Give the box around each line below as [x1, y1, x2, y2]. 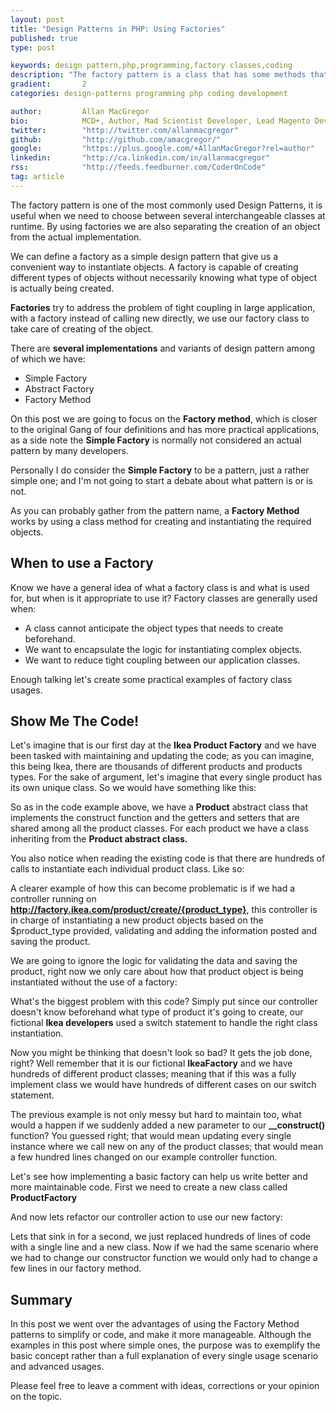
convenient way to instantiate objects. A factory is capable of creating [10, 261, 299, 273]
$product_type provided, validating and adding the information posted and [10, 925, 318, 937]
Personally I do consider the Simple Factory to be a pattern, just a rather [10, 464, 310, 476]
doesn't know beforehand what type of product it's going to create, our [10, 1006, 304, 1018]
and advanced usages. [10, 1361, 105, 1373]
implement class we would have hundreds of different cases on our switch [10, 1079, 317, 1091]
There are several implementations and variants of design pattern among [10, 342, 316, 354]
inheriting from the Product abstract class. [10, 833, 188, 845]
